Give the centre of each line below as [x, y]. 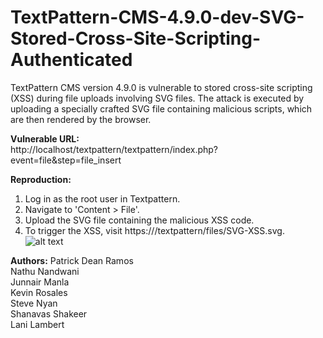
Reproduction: [41, 179]
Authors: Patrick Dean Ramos [72, 260]
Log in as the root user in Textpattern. [102, 198]
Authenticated [71, 60]
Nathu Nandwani [45, 271]
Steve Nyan [34, 303]
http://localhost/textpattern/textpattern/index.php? [114, 149]
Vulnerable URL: [45, 138]
